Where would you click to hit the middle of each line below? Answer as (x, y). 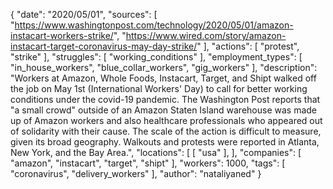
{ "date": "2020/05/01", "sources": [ (84, 14)
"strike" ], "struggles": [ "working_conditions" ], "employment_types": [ (156, 57)
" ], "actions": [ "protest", (248, 46)
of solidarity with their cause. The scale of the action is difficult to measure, (166, 131)
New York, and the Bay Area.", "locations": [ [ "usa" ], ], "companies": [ (156, 152)
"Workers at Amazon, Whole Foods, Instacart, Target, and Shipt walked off (163, 78)
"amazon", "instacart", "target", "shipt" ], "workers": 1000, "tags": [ (148, 163)
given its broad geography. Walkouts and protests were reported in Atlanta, (165, 142)
